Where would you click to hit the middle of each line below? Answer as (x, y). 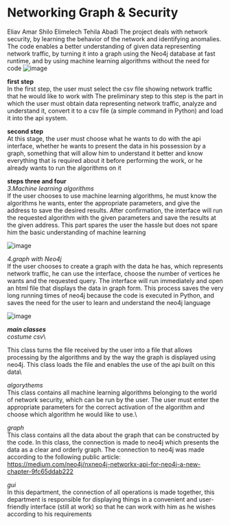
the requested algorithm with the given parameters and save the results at (112, 217)
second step (25, 131)
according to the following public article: (64, 457)
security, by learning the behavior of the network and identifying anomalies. (114, 38)
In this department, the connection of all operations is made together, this (111, 492)
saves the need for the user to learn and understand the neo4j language (109, 302)
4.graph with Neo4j (34, 258)
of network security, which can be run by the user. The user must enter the (113, 399)
